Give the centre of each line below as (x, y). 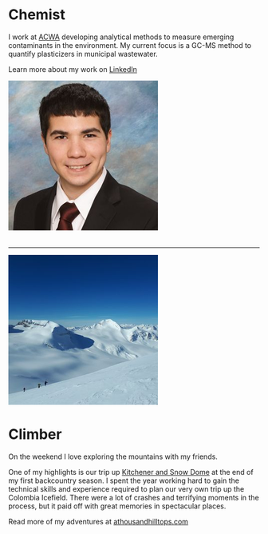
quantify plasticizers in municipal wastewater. (83, 54)
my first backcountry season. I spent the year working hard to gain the (124, 480)
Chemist (37, 15)
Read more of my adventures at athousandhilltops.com (99, 521)
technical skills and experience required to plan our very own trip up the (126, 488)
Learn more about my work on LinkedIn (73, 69)
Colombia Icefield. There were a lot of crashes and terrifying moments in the (134, 497)
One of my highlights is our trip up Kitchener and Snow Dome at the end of (131, 472)
